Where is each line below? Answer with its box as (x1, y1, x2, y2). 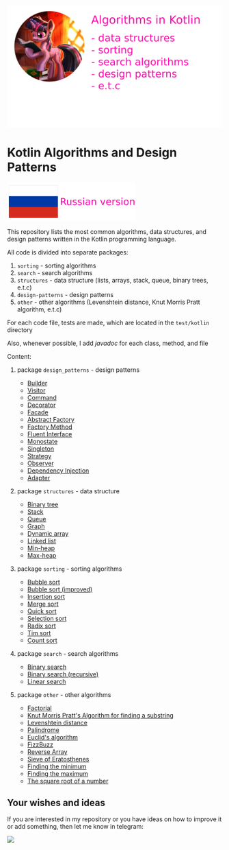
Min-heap (27, 544, 55, 552)
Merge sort (27, 600, 59, 609)
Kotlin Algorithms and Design (7, 145, 178, 160)
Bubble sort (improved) (27, 585, 93, 593)
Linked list (27, 537, 56, 545)
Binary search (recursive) (27, 670, 99, 678)
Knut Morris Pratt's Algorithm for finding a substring (27, 711, 174, 720)
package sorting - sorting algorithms (16, 565, 122, 573)
